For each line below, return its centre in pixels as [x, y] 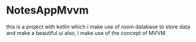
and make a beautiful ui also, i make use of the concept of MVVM [86, 33]
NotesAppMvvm [47, 10]
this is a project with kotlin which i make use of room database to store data [98, 27]
